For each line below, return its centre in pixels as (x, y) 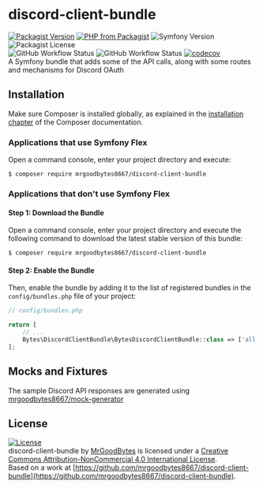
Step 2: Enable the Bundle (51, 270)
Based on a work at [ (42, 468)
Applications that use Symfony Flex (78, 142)
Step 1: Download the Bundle (56, 212)
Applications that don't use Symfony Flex (89, 193)
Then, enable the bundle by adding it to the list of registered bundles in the (130, 288)
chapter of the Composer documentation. (76, 122)
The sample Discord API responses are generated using (99, 390)
